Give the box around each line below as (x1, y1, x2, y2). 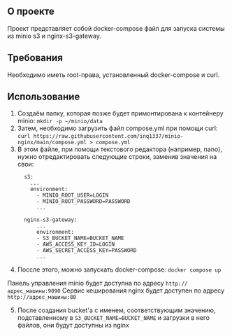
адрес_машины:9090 (7, 288, 61, 295)
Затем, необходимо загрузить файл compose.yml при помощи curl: (17, 124, 218, 132)
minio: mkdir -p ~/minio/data (17, 117, 103, 125)
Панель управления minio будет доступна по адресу (7, 279, 164, 288)
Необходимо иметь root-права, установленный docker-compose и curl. (7, 70, 220, 79)
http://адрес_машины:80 (7, 294, 77, 301)
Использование (7, 91, 80, 103)
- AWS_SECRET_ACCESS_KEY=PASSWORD (36, 247, 137, 254)
